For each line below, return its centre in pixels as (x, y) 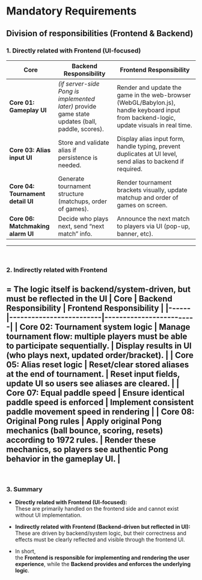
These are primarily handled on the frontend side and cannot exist (97, 508)
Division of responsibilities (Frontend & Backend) (100, 33)
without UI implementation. (48, 515)
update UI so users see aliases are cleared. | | (93, 384)
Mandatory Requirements (72, 11)
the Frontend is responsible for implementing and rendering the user (102, 557)
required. (130, 169)
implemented (76, 99)
